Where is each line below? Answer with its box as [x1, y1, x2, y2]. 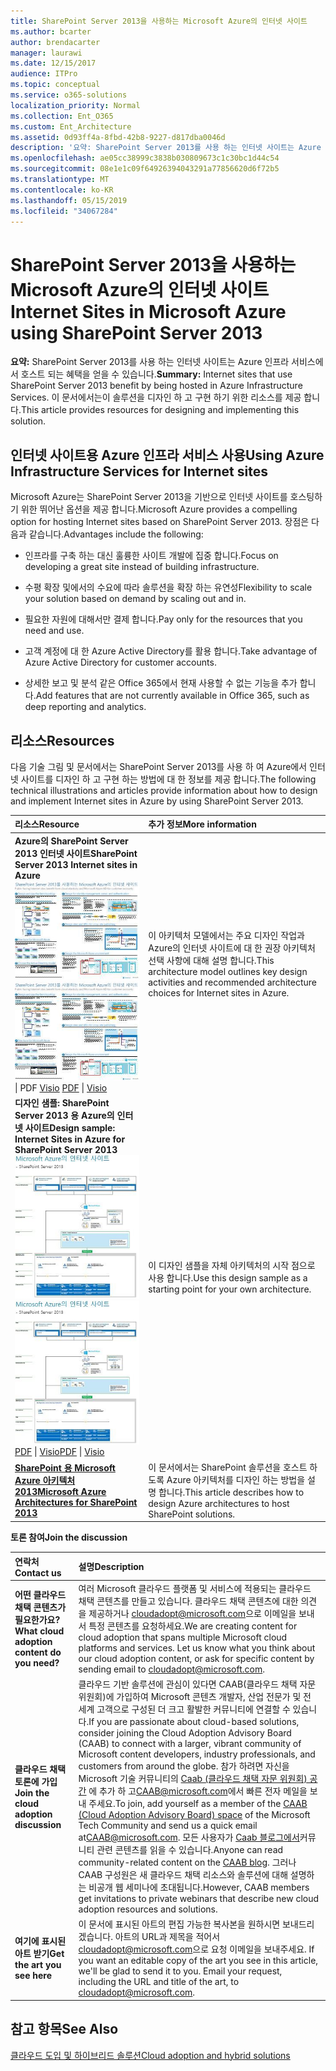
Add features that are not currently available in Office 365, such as [35, 690, 310, 702]
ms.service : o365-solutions [10, 90, 128, 100]
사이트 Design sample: [24, 1121, 116, 1134]
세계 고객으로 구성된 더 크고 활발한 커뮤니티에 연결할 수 [78, 1703, 291, 1715]
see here [14, 1970, 53, 1982]
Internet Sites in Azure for [14, 1133, 126, 1145]
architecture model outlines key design [148, 966, 308, 978]
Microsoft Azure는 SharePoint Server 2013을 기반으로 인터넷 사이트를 [10, 491, 288, 503]
